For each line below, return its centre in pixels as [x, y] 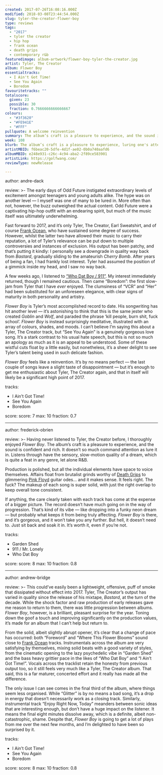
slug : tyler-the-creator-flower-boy [42, 18]
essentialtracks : [23, 73]
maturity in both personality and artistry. [45, 297]
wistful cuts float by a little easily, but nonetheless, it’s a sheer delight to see [81, 347]
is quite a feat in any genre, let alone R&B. [47, 460]
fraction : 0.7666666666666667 [40, 109]
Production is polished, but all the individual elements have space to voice [79, 469]
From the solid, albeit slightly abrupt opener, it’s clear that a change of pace [81, 633]
